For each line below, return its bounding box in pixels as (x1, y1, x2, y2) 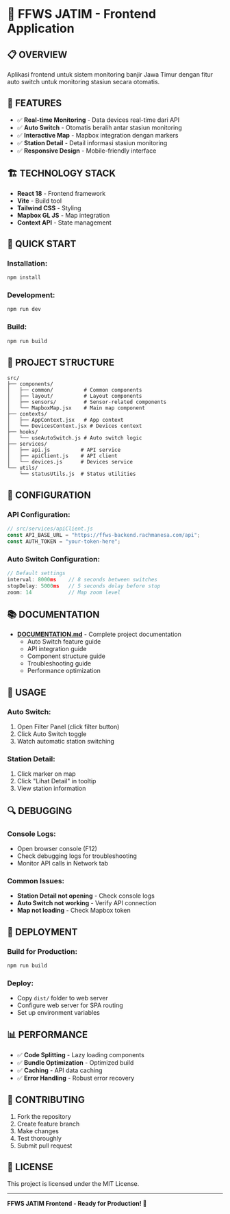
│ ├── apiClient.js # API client (7, 453, 118, 459)
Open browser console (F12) (16, 844, 98, 852)
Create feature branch (16, 1120, 80, 1128)
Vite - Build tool (16, 197, 62, 205)
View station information (16, 784, 86, 793)
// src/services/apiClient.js (7, 525, 94, 533)
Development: (7, 290, 55, 300)
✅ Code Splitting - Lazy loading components (16, 1050, 145, 1059)
